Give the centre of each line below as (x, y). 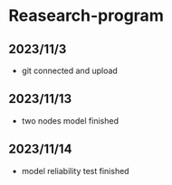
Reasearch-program (86, 16)
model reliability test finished (75, 171)
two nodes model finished (70, 120)
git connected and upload (70, 70)
